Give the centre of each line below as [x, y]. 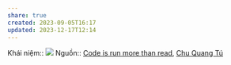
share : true [27, 15]
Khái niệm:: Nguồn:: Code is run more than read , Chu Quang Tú [115, 53]
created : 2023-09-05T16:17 [52, 23]
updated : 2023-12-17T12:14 [52, 30]
